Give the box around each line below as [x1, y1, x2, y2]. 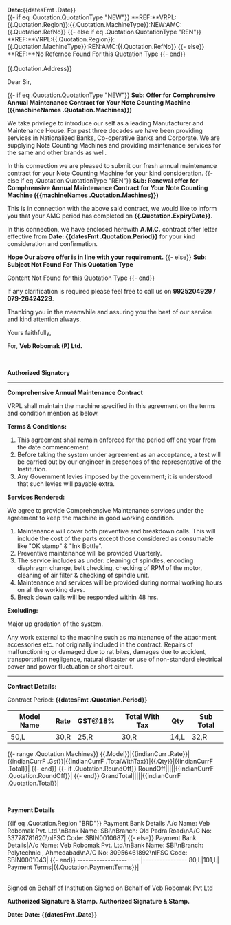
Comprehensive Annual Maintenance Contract [7, 389, 143, 396]
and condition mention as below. [7, 409, 100, 417]
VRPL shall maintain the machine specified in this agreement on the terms [7, 402, 216, 409]
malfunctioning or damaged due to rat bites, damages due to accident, [7, 648, 208, 655]
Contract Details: [7, 682, 57, 690]
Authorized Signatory [7, 369, 70, 376]
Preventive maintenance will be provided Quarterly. [16, 549, 162, 557]
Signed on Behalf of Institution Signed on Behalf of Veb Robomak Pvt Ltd [7, 884, 213, 892]
